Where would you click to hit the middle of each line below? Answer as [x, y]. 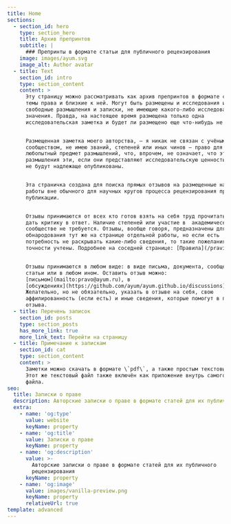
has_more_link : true [49, 331]
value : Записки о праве [59, 439]
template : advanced [35, 510]
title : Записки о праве [47, 395]
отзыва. [36, 305]
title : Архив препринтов [55, 39]
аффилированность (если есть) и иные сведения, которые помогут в [122, 299]
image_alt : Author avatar [57, 65]
